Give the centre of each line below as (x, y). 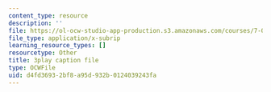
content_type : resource (48, 16)
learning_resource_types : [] (57, 46)
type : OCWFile (32, 68)
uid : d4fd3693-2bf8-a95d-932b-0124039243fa (83, 75)
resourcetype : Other (43, 53)
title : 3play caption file (54, 61)
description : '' (35, 23)
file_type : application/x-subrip (65, 38)
